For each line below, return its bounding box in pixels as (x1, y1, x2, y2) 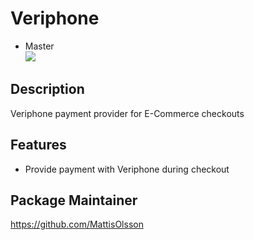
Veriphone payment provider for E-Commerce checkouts (10, 107, 245, 119)
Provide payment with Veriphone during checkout (24, 163, 230, 175)
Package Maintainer (10, 192, 138, 209)
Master (24, 40, 55, 52)
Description (10, 81, 85, 98)
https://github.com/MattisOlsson (10, 218, 144, 231)
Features (10, 137, 67, 154)
